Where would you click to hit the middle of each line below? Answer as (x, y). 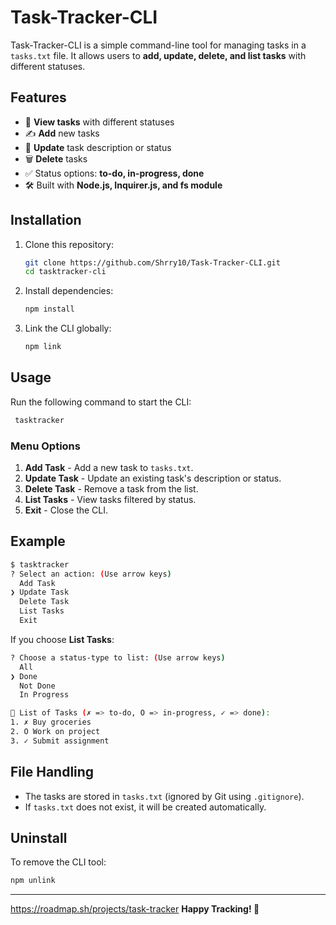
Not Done (37, 686)
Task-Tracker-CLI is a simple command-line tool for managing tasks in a (158, 45)
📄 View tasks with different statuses (99, 122)
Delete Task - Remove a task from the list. (111, 489)
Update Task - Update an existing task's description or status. (153, 478)
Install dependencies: (69, 291)
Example (38, 541)
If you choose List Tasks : (62, 639)
